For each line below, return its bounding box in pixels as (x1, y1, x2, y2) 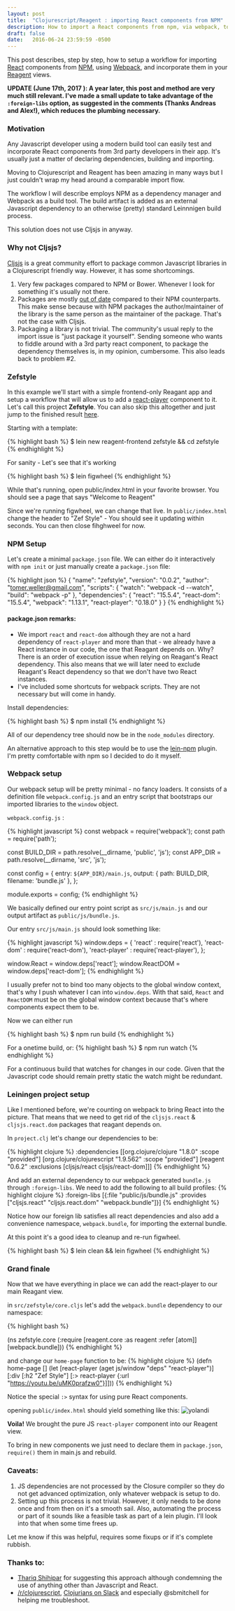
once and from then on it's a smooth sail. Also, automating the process (17, 1504, 222, 1512)
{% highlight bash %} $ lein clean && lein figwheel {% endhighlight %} (7, 1246, 210, 1255)
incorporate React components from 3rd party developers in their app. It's (7, 147, 221, 156)
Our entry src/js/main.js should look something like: (7, 924, 161, 933)
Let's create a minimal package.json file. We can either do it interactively (7, 555, 215, 563)
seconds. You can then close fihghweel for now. (7, 522, 145, 530)
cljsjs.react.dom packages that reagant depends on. (7, 1120, 162, 1129)
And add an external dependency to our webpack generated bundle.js (7, 1176, 211, 1185)
